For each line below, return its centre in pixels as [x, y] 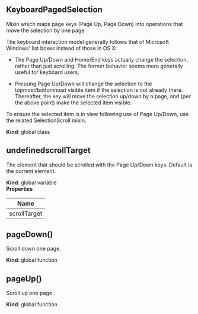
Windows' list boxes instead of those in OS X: [62, 48]
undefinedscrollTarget [48, 150]
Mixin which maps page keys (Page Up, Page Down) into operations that [95, 24]
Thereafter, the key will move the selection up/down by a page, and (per [103, 96]
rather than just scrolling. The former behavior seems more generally [99, 66]
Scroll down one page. [33, 249]
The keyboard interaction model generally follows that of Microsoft [87, 41]
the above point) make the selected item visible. [73, 102]
